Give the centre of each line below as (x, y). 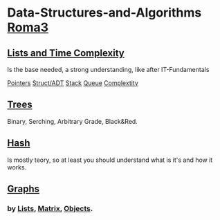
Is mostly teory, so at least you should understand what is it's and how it (110, 160)
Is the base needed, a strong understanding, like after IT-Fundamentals (108, 70)
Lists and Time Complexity (66, 53)
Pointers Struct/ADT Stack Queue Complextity (73, 83)
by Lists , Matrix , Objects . (50, 208)
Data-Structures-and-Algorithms (104, 13)
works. (17, 167)
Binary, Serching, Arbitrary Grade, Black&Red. (73, 121)
